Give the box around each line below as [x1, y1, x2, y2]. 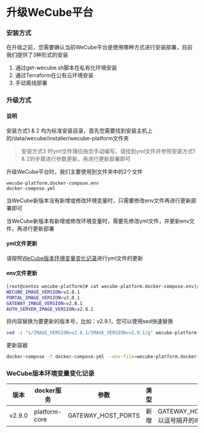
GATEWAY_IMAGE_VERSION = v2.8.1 [6, 300, 83, 307]
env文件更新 [6, 270, 38, 277]
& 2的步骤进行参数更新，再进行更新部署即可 [21, 155, 131, 162]
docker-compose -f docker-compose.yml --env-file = [6, 353, 137, 360]
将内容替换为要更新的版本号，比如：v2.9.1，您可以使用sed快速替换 [6, 318, 174, 325]
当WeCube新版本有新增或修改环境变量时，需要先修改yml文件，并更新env [6, 217, 190, 225]
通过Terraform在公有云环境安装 [15, 72, 94, 79]
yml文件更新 [6, 240, 38, 247]
